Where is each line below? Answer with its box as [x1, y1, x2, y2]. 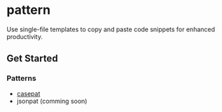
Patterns [6, 74, 36, 83]
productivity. [6, 32, 43, 40]
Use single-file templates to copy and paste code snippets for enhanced [6, 25, 215, 33]
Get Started [6, 53, 58, 65]
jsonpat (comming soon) [16, 97, 88, 105]
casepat [16, 89, 41, 97]
